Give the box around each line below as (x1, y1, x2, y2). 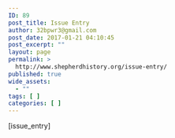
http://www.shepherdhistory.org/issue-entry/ (15, 63, 168, 71)
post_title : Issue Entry (8, 19, 90, 27)
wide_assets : (8, 77, 51, 85)
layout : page (8, 48, 51, 56)
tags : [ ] (8, 92, 41, 100)
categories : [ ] (8, 99, 61, 107)
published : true (8, 70, 61, 78)
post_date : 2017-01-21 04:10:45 (8, 33, 114, 42)
